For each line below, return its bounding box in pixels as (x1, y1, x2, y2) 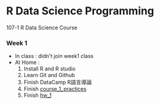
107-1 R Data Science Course (6, 24, 78, 31)
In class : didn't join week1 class (14, 53, 94, 60)
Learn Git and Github (23, 72, 75, 79)
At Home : (14, 59, 40, 66)
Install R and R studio (23, 65, 76, 72)
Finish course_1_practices (23, 85, 87, 93)
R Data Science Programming (6, 4, 154, 18)
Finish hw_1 (23, 91, 52, 99)
